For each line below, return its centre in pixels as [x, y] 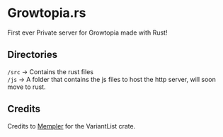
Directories [33, 55]
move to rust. [27, 87]
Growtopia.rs [47, 13]
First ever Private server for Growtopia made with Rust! [87, 32]
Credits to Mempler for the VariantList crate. [72, 126]
